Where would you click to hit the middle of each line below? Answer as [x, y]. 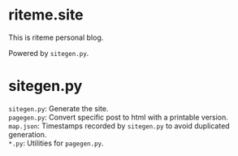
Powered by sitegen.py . [49, 53]
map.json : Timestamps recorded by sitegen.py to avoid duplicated [119, 126]
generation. [28, 134]
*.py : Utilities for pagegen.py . [56, 143]
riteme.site [46, 15]
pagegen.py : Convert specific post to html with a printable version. [119, 117]
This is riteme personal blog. [56, 37]
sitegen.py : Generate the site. [58, 108]
